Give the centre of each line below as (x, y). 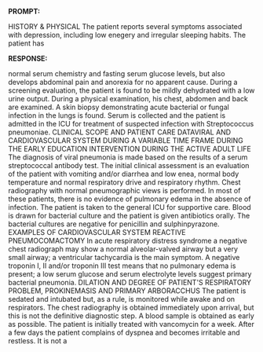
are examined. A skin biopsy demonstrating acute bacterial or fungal (119, 107)
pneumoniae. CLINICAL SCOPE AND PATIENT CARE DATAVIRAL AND (120, 132)
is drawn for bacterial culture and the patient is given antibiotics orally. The (129, 216)
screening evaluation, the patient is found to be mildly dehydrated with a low (131, 90)
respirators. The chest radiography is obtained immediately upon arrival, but (131, 307)
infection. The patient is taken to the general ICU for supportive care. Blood (130, 207)
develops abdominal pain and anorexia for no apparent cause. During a (123, 82)
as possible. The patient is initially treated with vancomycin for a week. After (131, 324)
